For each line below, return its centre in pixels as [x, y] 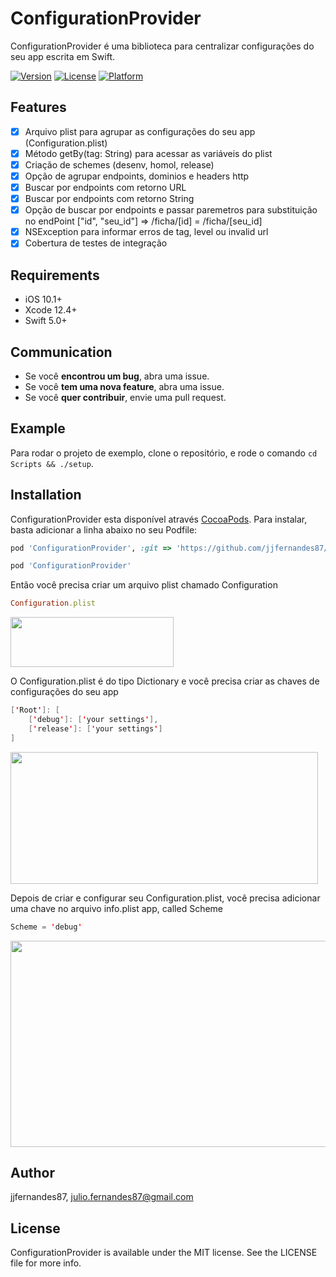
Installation [46, 495]
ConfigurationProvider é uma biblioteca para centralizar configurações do [162, 46]
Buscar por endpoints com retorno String [109, 199]
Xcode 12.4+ [51, 310]
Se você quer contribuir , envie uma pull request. [125, 397]
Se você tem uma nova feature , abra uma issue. [124, 386]
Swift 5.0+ [46, 321]
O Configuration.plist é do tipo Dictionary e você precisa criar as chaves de [165, 681]
